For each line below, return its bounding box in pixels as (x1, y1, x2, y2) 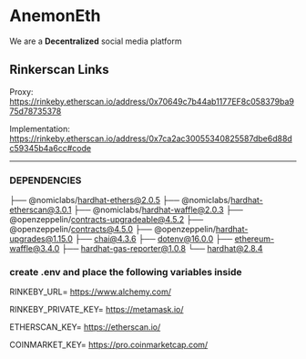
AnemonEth (9, 5, 101, 26)
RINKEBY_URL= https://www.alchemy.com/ (9, 286, 171, 297)
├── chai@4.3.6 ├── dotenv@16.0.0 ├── (74, 233, 233, 244)
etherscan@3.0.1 (9, 204, 72, 215)
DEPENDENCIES (9, 174, 82, 187)
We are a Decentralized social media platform (9, 36, 182, 46)
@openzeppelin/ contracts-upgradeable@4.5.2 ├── (9, 214, 204, 225)
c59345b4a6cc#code (9, 142, 92, 153)
